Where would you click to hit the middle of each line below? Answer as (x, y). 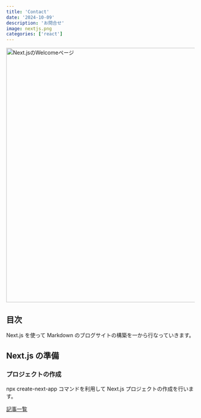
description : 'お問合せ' (35, 23)
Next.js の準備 (33, 356)
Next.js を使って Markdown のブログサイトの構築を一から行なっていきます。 (100, 335)
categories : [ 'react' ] (34, 34)
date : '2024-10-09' (31, 17)
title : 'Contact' (28, 12)
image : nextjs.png (29, 28)
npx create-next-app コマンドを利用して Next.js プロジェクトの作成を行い (98, 389)
